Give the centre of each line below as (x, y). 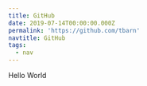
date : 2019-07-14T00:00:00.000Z (62, 23)
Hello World (27, 75)
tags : (17, 45)
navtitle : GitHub (37, 38)
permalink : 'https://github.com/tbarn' (74, 30)
